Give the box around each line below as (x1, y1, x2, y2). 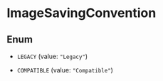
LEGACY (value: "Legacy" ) (16, 52, 88, 60)
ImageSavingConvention (6, 5, 157, 21)
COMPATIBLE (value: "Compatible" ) (16, 66, 113, 74)
